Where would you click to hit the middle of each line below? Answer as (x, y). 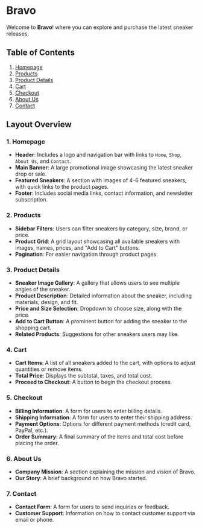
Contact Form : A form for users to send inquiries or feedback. (92, 507)
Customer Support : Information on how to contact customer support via (105, 513)
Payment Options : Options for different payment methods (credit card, (103, 423)
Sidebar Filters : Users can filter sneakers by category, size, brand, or (101, 228)
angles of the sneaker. (43, 290)
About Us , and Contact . (43, 161)
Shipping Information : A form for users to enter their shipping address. (103, 417)
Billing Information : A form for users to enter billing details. (89, 411)
